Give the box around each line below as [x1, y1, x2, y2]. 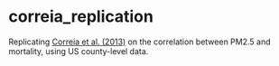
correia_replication [8, 6, 154, 27]
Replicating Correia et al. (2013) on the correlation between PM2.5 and [8, 36, 271, 47]
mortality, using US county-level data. [8, 45, 149, 56]
